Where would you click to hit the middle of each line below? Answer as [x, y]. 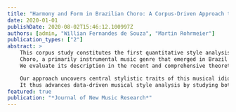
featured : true [29, 92]
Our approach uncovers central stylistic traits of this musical [118, 78]
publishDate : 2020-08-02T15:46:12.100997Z [70, 27]
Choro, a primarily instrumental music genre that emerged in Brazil [124, 59]
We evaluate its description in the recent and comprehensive [113, 66]
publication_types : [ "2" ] [45, 40]
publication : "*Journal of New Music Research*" [80, 98]
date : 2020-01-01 [33, 20]
